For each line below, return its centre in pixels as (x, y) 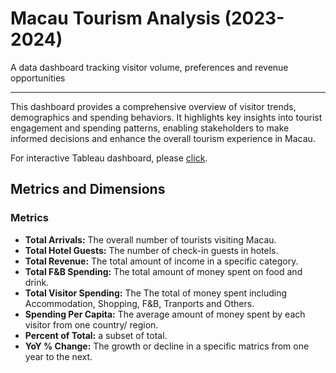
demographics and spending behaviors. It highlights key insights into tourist (166, 117)
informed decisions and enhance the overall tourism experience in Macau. (163, 138)
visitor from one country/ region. (91, 324)
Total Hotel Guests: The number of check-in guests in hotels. (151, 250)
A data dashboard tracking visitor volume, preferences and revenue (149, 67)
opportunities (38, 78)
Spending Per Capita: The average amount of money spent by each (165, 314)
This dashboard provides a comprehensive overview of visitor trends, (153, 106)
